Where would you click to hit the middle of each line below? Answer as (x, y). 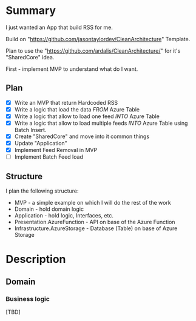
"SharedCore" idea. (30, 57)
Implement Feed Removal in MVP (56, 150)
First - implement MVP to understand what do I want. (72, 69)
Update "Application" (41, 144)
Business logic (28, 299)
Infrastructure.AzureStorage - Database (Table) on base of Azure (96, 228)
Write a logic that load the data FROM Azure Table (77, 109)
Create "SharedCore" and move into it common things (82, 136)
